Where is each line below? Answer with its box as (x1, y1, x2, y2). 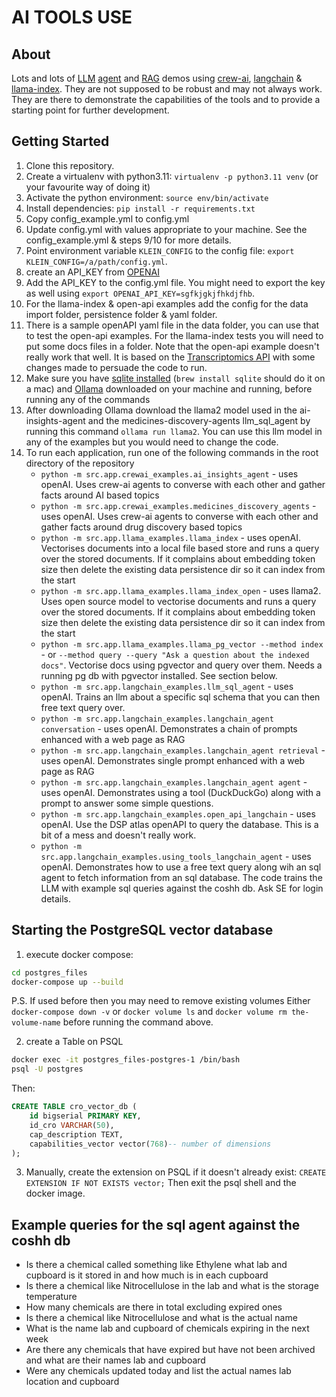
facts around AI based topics (40, 489, 160, 501)
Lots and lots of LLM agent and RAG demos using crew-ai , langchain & (11, 72, 303, 84)
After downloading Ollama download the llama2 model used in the (25, 404, 298, 416)
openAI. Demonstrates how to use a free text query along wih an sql (40, 861, 322, 873)
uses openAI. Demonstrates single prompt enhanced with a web (40, 754, 306, 766)
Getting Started (11, 133, 110, 150)
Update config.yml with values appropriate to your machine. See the (25, 223, 308, 235)
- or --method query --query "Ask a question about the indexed (40, 648, 310, 660)
